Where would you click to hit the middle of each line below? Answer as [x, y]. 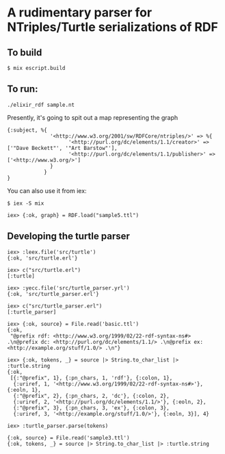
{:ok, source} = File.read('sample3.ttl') [68, 438]
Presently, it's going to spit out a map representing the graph [93, 117]
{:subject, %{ [27, 130]
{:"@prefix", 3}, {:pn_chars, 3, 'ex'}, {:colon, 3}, [91, 408]
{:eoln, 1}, [24, 390]
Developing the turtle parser [68, 237]
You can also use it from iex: [47, 190]
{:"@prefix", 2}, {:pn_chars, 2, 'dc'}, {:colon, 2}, [91, 396]
